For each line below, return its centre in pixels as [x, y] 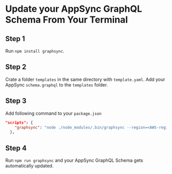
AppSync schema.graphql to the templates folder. [57, 84]
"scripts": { [19, 123]
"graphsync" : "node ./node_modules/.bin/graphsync [70, 127]
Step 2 [16, 67]
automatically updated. [29, 166]
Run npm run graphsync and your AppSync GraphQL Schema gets [74, 160]
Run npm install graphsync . [35, 51]
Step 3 [16, 101]
